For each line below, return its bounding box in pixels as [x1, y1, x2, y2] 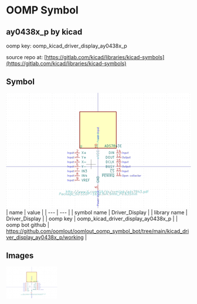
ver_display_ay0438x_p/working [6, 234, 84, 241]
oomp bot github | [6, 221, 50, 228]
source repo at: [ [6, 54, 46, 60]
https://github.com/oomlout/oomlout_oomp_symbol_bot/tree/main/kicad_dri [6, 227, 189, 234]
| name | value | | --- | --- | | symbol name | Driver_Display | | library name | [6, 209, 188, 216]
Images [6, 251, 34, 261]
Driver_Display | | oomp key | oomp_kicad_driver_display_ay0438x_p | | [6, 215, 178, 222]
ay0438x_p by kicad [6, 27, 83, 37]
